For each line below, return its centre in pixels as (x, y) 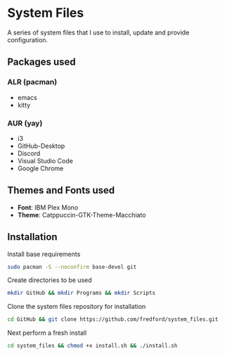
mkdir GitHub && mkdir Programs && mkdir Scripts (82, 293)
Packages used (41, 62)
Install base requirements (44, 254)
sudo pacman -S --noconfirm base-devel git (72, 267)
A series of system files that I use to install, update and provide (98, 32)
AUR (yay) (25, 123)
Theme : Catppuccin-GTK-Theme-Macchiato (82, 215)
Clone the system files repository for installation (77, 307)
